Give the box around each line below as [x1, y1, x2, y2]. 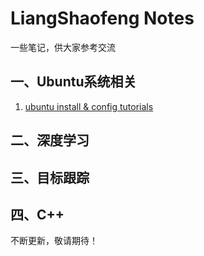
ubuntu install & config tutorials [24, 100, 154, 112]
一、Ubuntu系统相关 [10, 73, 137, 91]
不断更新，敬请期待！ [10, 235, 98, 247]
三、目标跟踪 [10, 169, 90, 186]
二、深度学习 [10, 132, 90, 149]
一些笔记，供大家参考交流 [10, 41, 116, 53]
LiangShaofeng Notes [10, 7, 195, 30]
